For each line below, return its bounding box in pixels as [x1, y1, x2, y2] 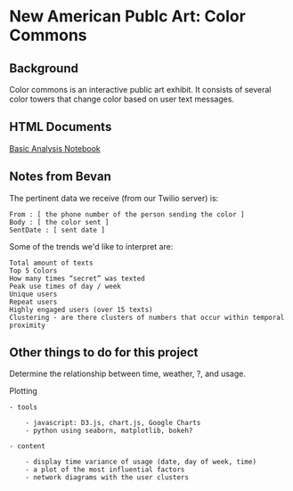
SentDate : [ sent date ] [9, 225, 105, 234]
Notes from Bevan [9, 169, 111, 184]
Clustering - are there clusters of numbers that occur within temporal [9, 313, 285, 322]
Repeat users [9, 297, 58, 307]
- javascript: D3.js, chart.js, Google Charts [25, 419, 201, 428]
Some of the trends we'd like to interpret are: [9, 241, 174, 251]
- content [9, 442, 46, 451]
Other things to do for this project [9, 345, 199, 360]
